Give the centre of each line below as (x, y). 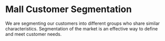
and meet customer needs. (34, 34)
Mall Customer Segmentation (68, 9)
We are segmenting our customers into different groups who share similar (83, 23)
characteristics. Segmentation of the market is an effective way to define (81, 28)
